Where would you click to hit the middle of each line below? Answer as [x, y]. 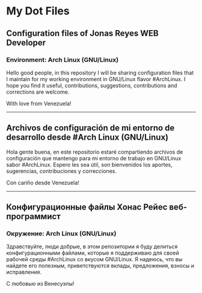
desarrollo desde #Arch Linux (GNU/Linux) [87, 137]
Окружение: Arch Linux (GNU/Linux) [61, 234]
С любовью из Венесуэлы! [40, 284]
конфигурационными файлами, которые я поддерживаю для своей [93, 253]
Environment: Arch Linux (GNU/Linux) [63, 59]
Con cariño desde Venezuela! [43, 183]
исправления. [24, 272]
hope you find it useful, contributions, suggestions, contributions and [92, 85]
